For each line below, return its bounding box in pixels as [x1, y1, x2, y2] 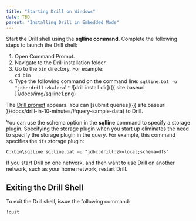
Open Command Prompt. [14, 53, 75, 60]
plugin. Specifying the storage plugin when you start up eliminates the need [6, 125, 190, 132]
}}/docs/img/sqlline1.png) [14, 90, 76, 97]
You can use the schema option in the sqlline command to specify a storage [6, 119, 191, 126]
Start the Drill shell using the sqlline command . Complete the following [6, 36, 178, 43]
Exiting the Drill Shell [6, 182, 84, 192]
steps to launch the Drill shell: [6, 42, 77, 49]
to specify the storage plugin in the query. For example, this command [6, 132, 176, 139]
